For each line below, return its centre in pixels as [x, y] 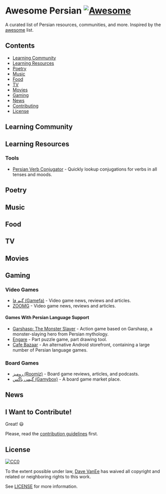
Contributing [25, 106]
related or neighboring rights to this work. [48, 476]
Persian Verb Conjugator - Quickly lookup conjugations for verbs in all [85, 169]
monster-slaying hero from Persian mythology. [60, 334]
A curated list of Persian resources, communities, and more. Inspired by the [83, 25]
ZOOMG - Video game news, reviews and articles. [64, 306]
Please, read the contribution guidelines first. [52, 434]
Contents [20, 46]
